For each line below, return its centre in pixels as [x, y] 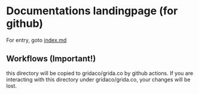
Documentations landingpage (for [92, 11]
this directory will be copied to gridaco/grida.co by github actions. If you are [100, 73]
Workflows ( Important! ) [51, 59]
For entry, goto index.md [36, 40]
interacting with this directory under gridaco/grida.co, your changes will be [98, 79]
